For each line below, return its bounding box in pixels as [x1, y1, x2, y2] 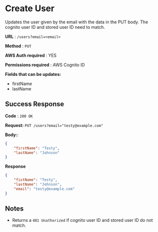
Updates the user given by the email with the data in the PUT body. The [5, 19, 148, 25]
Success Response [5, 100, 64, 108]
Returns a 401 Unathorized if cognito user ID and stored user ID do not [12, 217, 153, 223]
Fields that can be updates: [5, 71, 61, 77]
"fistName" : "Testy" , [14, 178, 57, 182]
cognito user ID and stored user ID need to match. [5, 24, 105, 30]
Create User [5, 3, 55, 14]
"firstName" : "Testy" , [14, 145, 60, 151]
